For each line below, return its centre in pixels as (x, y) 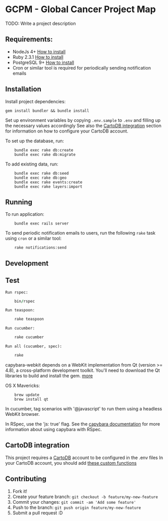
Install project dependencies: (35, 101)
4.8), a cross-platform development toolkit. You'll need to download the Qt (83, 370)
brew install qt (32, 400)
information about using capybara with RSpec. (54, 430)
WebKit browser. (23, 414)
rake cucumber (29, 337)
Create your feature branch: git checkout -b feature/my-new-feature (85, 497)
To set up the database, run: (35, 141)
